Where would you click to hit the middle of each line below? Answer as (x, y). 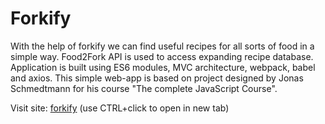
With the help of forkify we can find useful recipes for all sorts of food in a (162, 46)
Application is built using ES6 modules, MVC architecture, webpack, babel (163, 67)
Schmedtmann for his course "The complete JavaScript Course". (144, 88)
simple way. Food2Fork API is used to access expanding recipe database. (162, 56)
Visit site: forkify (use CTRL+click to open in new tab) (120, 108)
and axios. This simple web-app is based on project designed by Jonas (157, 78)
